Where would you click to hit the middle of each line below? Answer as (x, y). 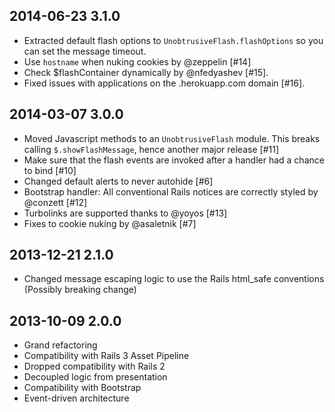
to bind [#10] (50, 170)
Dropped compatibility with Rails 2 (94, 366)
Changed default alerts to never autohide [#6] (118, 181)
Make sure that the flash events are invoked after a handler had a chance (174, 160)
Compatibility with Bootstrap (82, 388)
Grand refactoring (60, 345)
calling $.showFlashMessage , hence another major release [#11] (151, 149)
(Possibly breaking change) (80, 290)
